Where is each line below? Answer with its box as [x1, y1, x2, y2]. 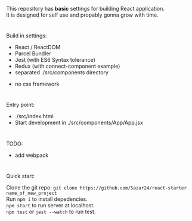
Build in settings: [6, 32, 47, 39]
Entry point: [6, 101, 35, 109]
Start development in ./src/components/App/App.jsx [14, 119, 143, 127]
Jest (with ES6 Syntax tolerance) [14, 56, 95, 64]
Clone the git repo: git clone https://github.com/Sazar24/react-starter [6, 184, 187, 191]
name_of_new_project [6, 190, 58, 196]
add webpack [14, 151, 49, 159]
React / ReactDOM [14, 44, 61, 51]
